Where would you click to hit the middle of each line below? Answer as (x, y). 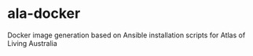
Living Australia (33, 43)
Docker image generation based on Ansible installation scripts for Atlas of (126, 35)
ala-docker (44, 14)
